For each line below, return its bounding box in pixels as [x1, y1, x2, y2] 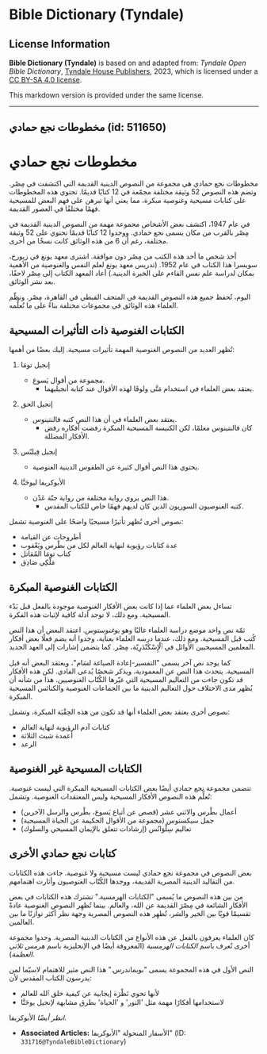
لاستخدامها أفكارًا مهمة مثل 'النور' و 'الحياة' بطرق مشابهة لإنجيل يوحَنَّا [20, 997, 224, 1006]
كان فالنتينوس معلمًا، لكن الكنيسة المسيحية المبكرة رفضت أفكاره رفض [44, 423, 253, 433]
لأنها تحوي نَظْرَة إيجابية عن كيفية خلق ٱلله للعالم [20, 988, 159, 998]
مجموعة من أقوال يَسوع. [32, 375, 105, 385]
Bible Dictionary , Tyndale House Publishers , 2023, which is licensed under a [9, 67, 258, 76]
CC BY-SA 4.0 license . [9, 75, 82, 84]
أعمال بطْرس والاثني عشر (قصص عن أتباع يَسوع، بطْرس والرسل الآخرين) [20, 807, 237, 816]
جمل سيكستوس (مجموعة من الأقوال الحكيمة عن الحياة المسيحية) [20, 815, 215, 825]
